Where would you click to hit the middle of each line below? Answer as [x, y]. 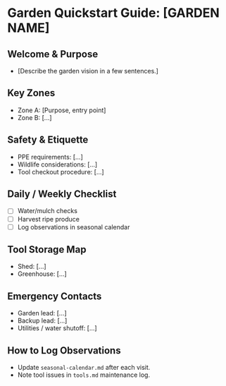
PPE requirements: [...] [50, 157]
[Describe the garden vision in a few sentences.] [88, 71]
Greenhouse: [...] [42, 274]
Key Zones [31, 93]
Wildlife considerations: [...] [57, 164]
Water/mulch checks [47, 211]
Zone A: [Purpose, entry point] [62, 110]
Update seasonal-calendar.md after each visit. [84, 368]
